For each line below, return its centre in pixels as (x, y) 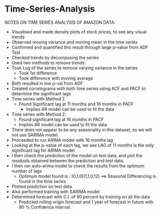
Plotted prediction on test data (42, 186)
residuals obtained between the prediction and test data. (68, 161)
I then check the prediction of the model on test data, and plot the (77, 155)
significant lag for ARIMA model (43, 150)
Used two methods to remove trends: (49, 63)
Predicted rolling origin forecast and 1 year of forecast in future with (86, 202)
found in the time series (42, 181)
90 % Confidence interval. (45, 207)
